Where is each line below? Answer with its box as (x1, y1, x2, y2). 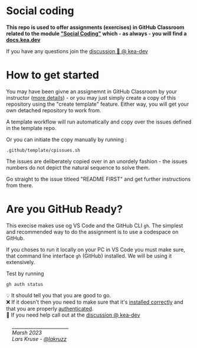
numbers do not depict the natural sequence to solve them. (6, 164, 150, 171)
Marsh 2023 (11, 329, 42, 336)
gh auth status (6, 281, 44, 287)
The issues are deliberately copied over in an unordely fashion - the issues (6, 158, 188, 165)
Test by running (6, 270, 44, 277)
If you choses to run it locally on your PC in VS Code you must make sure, (6, 246, 186, 253)
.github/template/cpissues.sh (6, 147, 81, 153)
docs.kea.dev (6, 36, 41, 43)
